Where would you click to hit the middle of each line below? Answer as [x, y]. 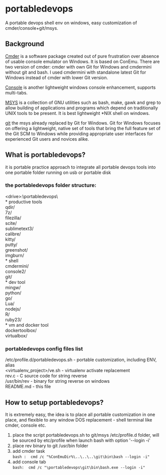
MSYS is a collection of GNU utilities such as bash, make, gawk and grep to [83, 102]
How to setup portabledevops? [54, 402]
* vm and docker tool [27, 325]
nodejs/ [13, 309]
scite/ [11, 223]
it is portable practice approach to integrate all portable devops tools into [80, 167]
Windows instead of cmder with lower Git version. [57, 77]
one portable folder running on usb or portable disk [58, 172]
